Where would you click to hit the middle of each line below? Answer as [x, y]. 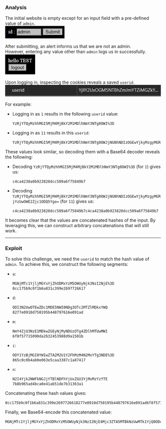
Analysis [16, 7]
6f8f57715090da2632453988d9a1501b [48, 336]
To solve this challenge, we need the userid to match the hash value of [77, 259]
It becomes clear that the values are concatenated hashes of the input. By [80, 220]
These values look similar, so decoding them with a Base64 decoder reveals [83, 152]
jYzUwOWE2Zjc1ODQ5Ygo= [36, 202]
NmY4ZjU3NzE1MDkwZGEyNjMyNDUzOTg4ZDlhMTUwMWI [60, 331]
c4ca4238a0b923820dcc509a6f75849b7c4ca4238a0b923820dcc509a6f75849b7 [85, 211]
